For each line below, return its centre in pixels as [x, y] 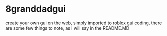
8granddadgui [36, 9]
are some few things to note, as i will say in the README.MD [67, 28]
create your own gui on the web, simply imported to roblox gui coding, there [84, 23]
